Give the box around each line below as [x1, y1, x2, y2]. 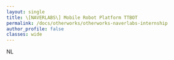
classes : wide [6, 32, 43, 38]
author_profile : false [6, 25, 64, 32]
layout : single [6, 8, 45, 15]
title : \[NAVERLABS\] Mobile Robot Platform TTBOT [6, 15, 138, 21]
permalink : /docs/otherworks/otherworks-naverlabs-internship [6, 20, 168, 26]
